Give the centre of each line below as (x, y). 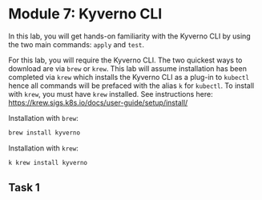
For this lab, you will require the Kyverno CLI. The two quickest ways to (125, 60)
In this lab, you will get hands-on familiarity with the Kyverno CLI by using (129, 36)
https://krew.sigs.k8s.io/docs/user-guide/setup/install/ (98, 102)
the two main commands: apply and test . (77, 44)
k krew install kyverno (48, 162)
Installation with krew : (43, 148)
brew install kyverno (44, 133)
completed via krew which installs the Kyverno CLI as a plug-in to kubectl (129, 77)
